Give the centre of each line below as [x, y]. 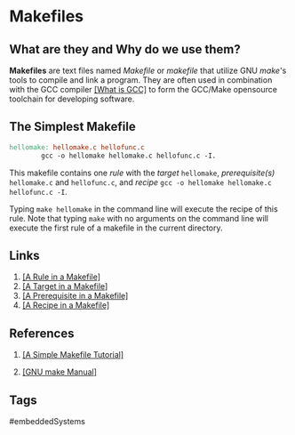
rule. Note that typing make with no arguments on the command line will [139, 218]
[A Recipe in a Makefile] [66, 305]
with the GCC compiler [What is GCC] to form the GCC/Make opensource [144, 89]
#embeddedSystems [48, 421]
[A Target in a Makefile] [65, 286]
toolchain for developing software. [72, 99]
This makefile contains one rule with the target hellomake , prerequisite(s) [142, 173]
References [42, 333]
